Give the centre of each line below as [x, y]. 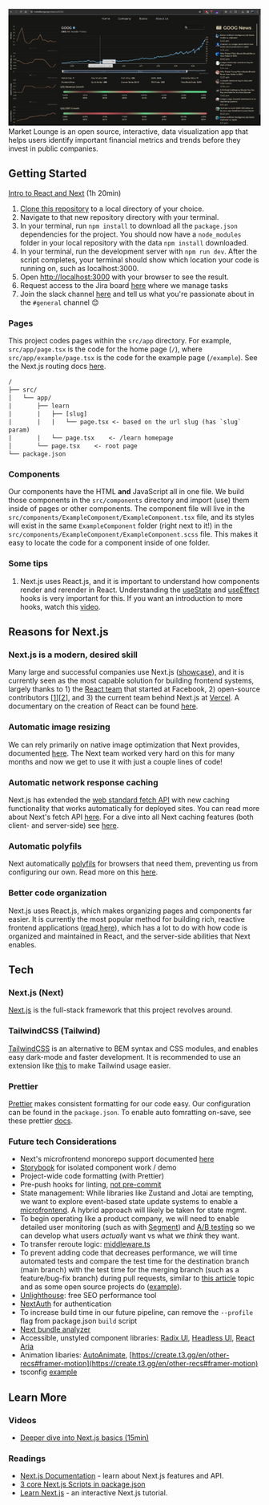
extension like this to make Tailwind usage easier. [90, 1065]
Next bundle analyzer [55, 1329]
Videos [22, 1420]
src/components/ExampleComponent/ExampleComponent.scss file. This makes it [133, 534]
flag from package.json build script [78, 1321]
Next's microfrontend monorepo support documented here [117, 1159]
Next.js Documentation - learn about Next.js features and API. [122, 1476]
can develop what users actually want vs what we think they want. [130, 1235]
